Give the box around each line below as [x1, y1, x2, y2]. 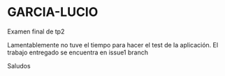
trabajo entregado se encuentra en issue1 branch [7, 48, 149, 56]
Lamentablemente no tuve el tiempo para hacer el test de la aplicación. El [7, 40, 219, 49]
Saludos [7, 61, 31, 70]
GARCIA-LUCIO [7, 4, 99, 20]
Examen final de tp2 [7, 27, 65, 36]
